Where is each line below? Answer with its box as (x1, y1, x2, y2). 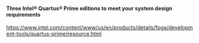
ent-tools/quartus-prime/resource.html (6, 30, 102, 38)
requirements (6, 11, 41, 18)
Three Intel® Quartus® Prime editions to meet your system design (6, 5, 173, 12)
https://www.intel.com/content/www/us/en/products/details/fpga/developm (6, 24, 193, 31)
